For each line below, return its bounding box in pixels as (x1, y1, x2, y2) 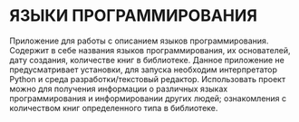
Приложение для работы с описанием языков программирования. (9, 35, 269, 46)
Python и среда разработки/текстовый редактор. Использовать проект (9, 73, 286, 84)
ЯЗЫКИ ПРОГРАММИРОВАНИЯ (9, 5, 258, 26)
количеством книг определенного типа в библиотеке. (9, 102, 218, 113)
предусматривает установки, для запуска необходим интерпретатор (9, 64, 278, 75)
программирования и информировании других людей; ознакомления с (9, 92, 287, 104)
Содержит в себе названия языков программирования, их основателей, (9, 44, 291, 55)
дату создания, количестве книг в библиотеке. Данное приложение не (9, 54, 285, 65)
